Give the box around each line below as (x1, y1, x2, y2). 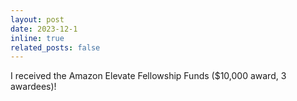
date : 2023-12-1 (10, 24, 78, 34)
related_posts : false (10, 42, 101, 53)
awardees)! (10, 81, 57, 93)
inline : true (10, 33, 65, 43)
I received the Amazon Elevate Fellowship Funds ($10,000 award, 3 (10, 70, 287, 82)
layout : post (10, 14, 65, 25)
